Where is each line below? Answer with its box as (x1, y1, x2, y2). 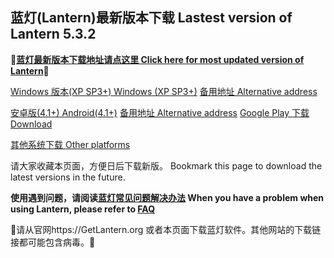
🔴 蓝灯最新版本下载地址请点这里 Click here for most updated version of (10, 53, 305, 65)
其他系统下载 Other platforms (10, 138, 131, 150)
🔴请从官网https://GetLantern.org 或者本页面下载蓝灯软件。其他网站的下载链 (10, 223, 322, 235)
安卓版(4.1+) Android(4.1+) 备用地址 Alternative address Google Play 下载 (10, 106, 310, 118)
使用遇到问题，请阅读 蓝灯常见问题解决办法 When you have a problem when (10, 191, 325, 203)
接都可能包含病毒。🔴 (10, 236, 96, 248)
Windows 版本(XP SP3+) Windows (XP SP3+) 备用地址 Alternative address (10, 85, 318, 97)
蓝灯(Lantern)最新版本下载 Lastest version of (10, 9, 293, 27)
